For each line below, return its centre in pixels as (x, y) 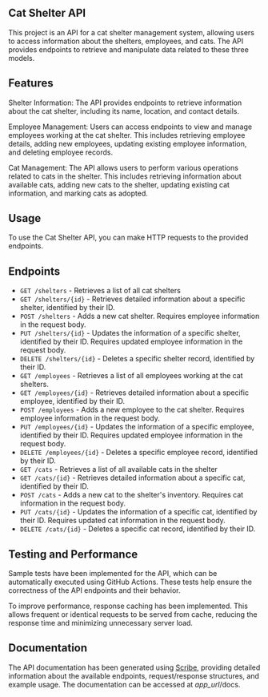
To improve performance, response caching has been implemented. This (128, 606)
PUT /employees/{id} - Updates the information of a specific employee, (137, 427)
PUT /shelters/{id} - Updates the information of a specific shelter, (130, 333)
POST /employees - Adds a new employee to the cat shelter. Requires (132, 410)
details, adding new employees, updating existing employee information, (128, 143)
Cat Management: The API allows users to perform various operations (123, 167)
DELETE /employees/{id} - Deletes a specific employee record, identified (139, 453)
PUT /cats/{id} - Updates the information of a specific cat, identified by (138, 512)
